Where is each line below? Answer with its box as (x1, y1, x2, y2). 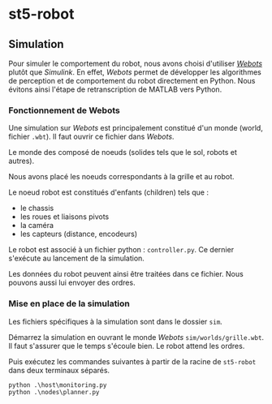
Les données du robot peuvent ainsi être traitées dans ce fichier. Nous (8, 269, 244, 279)
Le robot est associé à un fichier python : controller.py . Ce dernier (8, 245, 234, 255)
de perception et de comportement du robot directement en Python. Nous (8, 76, 256, 85)
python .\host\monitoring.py (8, 380, 107, 389)
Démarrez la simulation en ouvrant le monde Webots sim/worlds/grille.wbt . (8, 332, 265, 342)
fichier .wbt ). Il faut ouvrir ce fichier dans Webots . (8, 131, 175, 142)
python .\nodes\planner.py (8, 388, 100, 396)
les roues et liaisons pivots (19, 212, 110, 221)
